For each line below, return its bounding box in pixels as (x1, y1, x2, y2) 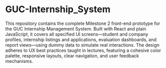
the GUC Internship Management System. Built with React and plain (5, 25, 146, 31)
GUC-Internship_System (5, 4, 111, 15)
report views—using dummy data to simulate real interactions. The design (5, 42, 160, 48)
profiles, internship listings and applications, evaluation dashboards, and (5, 37, 157, 43)
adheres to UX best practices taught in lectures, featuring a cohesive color (5, 47, 161, 53)
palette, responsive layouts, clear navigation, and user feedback (5, 52, 140, 59)
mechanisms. (5, 58, 34, 64)
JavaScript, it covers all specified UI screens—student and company (5, 31, 149, 37)
